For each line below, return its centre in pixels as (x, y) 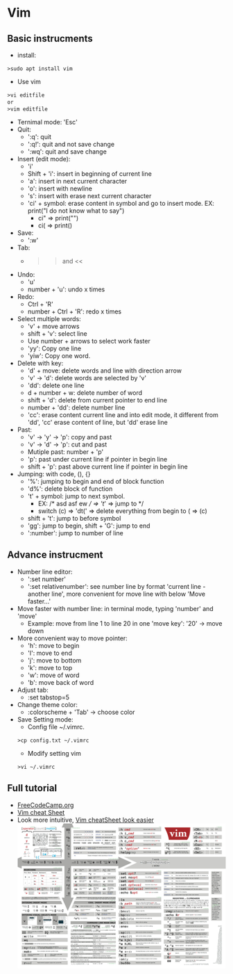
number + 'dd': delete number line (76, 407)
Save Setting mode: (45, 719)
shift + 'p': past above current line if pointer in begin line (108, 466)
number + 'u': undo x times (66, 289)
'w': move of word (53, 675)
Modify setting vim (54, 753)
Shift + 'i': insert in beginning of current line (90, 174)
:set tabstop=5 (49, 697)
